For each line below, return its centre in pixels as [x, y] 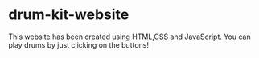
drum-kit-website [69, 15]
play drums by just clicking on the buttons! [78, 44]
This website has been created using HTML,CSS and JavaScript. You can [129, 37]
